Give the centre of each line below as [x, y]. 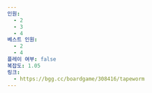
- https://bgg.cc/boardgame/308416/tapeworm [79, 79]
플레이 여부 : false [32, 59]
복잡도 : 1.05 [24, 66]
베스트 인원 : [23, 40]
